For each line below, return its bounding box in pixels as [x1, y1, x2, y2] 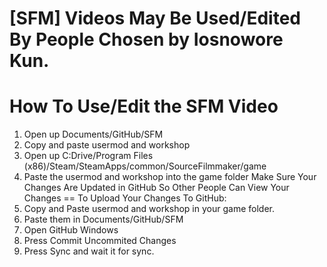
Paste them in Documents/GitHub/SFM [23, 213, 184, 226]
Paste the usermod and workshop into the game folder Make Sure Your [23, 171, 317, 183]
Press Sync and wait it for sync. [23, 245, 155, 257]
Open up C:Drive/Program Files [23, 150, 154, 162]
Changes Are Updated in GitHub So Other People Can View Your [23, 182, 290, 194]
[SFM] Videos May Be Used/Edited [9, 7, 302, 30]
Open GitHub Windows [23, 224, 119, 236]
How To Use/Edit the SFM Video [9, 95, 279, 118]
